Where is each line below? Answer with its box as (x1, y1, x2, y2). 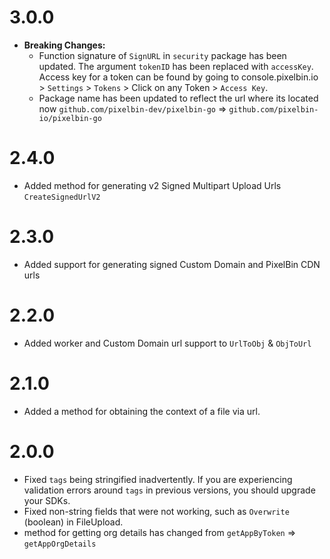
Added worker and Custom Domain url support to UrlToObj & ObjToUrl (23, 337, 312, 349)
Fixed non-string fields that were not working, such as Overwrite (23, 505, 290, 517)
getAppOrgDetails (23, 539, 97, 549)
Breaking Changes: (23, 39, 106, 51)
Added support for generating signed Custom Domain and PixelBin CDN (23, 258, 321, 270)
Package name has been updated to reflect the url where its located (38, 92, 319, 104)
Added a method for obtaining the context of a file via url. (23, 405, 261, 417)
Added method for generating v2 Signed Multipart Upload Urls (23, 179, 282, 191)
